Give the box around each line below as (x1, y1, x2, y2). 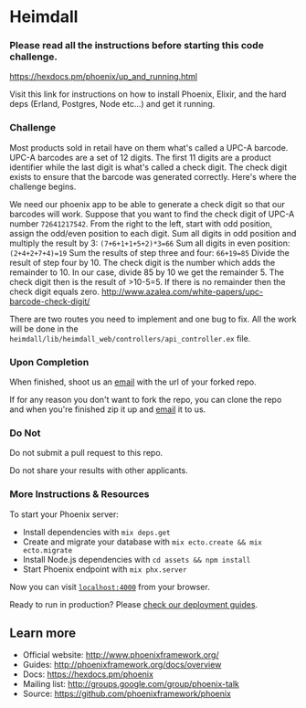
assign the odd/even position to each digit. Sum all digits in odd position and (9, 227, 297, 238)
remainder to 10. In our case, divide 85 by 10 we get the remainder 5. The (9, 267, 285, 278)
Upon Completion (9, 355, 90, 368)
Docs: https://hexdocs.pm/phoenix (22, 669, 153, 680)
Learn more (9, 626, 77, 641)
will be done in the (9, 322, 79, 334)
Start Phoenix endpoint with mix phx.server (22, 564, 187, 575)
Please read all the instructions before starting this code (9, 39, 265, 52)
